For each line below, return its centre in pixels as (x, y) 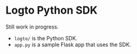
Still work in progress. (32, 27)
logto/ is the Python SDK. (46, 38)
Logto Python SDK (52, 10)
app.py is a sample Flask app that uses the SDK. (73, 45)
